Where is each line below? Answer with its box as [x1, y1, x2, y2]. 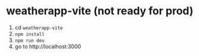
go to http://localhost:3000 [14, 43, 82, 50]
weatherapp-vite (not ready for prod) [6, 4, 194, 18]
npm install [14, 31, 45, 37]
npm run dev [14, 38, 45, 43]
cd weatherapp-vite [14, 24, 63, 31]
